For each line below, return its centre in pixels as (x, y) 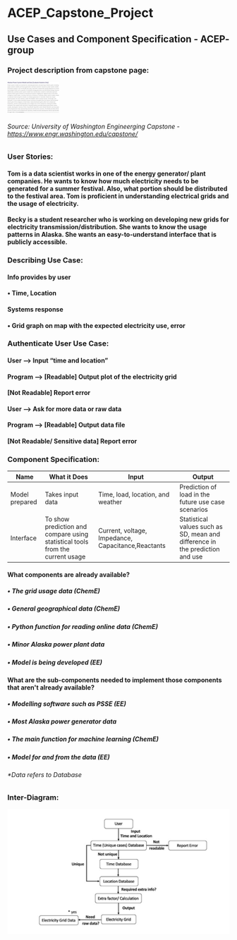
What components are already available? (69, 575)
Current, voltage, (123, 530)
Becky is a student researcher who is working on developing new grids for (118, 219)
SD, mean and (200, 535)
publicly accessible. (37, 242)
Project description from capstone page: (78, 70)
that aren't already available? (51, 687)
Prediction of (198, 487)
